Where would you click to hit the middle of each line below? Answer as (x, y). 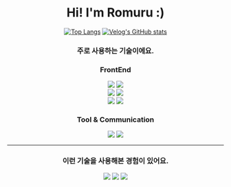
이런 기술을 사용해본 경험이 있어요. (115, 161)
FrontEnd (115, 69)
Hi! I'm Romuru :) (115, 13)
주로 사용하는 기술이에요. (115, 51)
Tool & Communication (115, 120)
